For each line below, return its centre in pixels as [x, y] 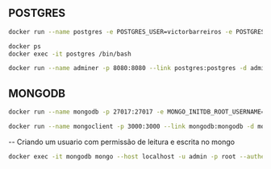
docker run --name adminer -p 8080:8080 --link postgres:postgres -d [128, 68]
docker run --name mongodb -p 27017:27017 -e [86, 112]
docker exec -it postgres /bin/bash [70, 54]
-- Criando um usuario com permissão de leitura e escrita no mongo [122, 142]
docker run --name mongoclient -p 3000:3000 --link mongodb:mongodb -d [131, 126]
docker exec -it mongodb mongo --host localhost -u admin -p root [122, 156]
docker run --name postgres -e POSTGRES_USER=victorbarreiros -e [120, 31]
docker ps [25, 46]
